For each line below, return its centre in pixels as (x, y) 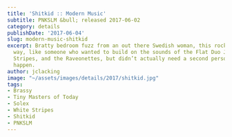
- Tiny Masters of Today (43, 98)
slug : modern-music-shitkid (48, 39)
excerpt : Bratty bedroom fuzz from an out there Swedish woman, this (109, 46)
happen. (25, 65)
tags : (15, 84)
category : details (33, 26)
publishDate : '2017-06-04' (46, 33)
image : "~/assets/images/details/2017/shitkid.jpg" (83, 78)
